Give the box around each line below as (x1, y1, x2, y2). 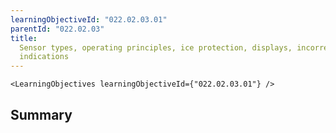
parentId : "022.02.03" (10, 24, 105, 34)
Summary (10, 106, 73, 123)
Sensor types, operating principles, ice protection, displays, (19, 42, 293, 53)
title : (10, 33, 38, 43)
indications (19, 52, 70, 62)
